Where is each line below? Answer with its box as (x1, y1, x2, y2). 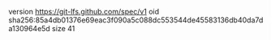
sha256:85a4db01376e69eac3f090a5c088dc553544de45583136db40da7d (8, 15, 264, 25)
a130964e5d (8, 24, 50, 33)
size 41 (51, 24, 75, 33)
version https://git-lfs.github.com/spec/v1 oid (8, 7, 160, 16)
